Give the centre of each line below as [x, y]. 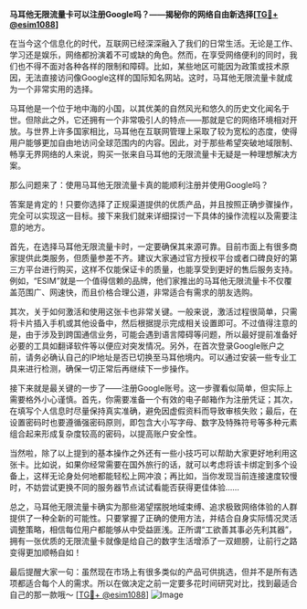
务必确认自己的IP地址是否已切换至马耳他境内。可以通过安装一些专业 [161, 357]
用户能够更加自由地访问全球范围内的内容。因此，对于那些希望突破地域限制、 [153, 142]
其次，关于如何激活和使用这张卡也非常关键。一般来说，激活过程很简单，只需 [153, 311]
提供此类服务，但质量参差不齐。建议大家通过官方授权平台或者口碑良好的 [153, 258]
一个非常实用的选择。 [57, 89]
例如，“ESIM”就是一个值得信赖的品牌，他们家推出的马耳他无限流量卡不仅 [147, 281]
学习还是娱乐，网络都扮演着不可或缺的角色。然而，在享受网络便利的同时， [149, 55]
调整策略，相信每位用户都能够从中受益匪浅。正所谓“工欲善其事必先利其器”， [153, 530]
